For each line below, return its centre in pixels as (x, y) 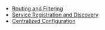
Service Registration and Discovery (55, 15)
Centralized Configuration (44, 21)
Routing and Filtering (38, 9)
